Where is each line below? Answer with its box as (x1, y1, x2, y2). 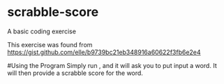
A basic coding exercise (7, 27, 77, 35)
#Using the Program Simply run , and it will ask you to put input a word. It (7, 61, 218, 69)
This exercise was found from (7, 40, 93, 49)
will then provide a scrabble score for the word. (7, 69, 143, 77)
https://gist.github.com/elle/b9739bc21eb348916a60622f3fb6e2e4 (7, 48, 201, 56)
